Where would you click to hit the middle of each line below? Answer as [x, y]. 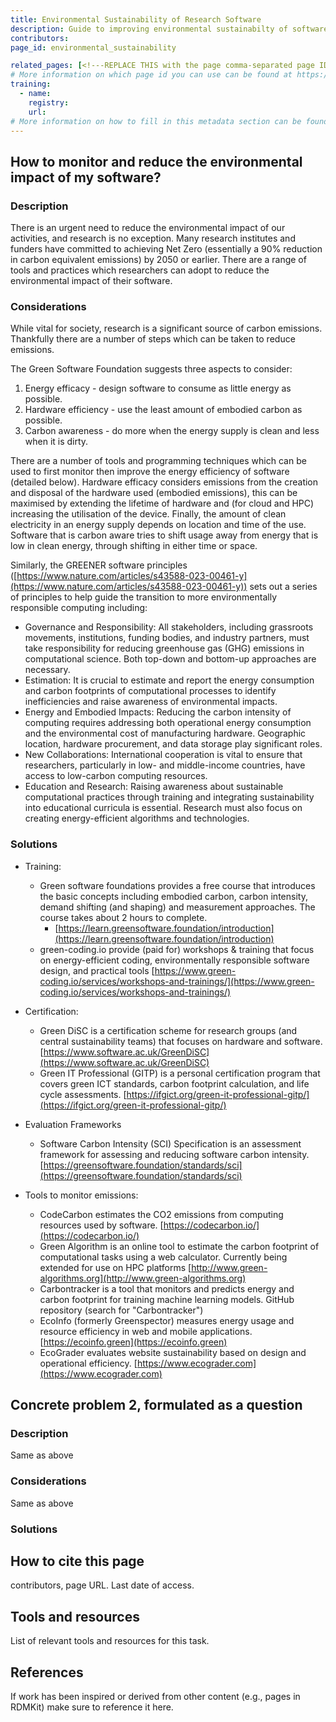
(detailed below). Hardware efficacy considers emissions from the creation [164, 482]
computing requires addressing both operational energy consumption [168, 723]
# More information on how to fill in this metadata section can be [156, 121]
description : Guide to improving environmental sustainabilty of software [169, 29]
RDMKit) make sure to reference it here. [92, 1707]
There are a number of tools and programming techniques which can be [158, 461]
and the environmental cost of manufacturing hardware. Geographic [165, 733]
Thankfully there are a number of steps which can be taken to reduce [153, 339]
